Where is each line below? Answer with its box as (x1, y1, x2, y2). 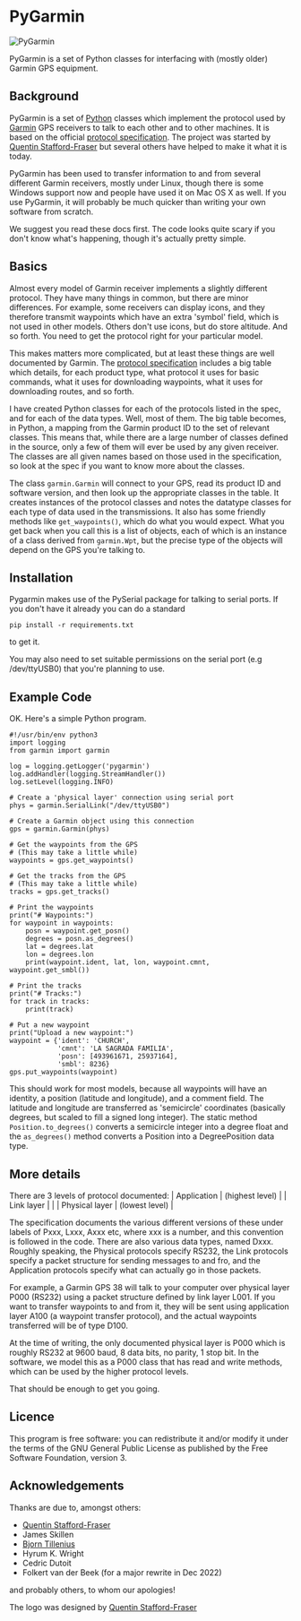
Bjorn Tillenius (21, 1539, 76, 1549)
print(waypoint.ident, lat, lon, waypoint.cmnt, (25, 958, 211, 967)
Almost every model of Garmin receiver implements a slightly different (9, 282, 268, 293)
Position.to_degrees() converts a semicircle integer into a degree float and (9, 1122, 288, 1133)
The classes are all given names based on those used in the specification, (9, 451, 282, 461)
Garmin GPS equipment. (9, 63, 99, 73)
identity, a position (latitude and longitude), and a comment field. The (9, 1093, 264, 1104)
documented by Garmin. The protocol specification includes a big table (9, 357, 271, 368)
